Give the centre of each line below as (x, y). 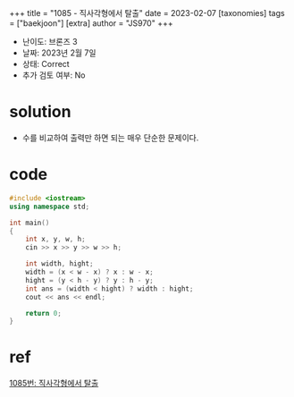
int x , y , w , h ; (56, 240)
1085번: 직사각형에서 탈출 (54, 384)
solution (40, 112)
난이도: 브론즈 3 (50, 42)
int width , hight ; (59, 264)
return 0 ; (44, 313)
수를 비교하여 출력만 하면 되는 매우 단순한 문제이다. (110, 138)
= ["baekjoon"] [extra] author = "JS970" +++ (91, 23)
